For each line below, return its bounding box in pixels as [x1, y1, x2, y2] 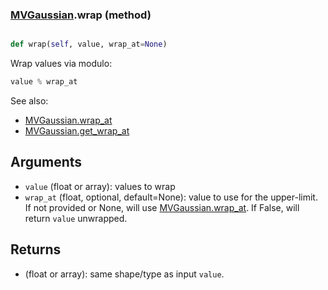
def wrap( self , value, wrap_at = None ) [10, 39, 168, 50]
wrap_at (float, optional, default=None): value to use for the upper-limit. [24, 191, 318, 203]
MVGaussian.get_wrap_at [24, 125, 130, 137]
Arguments [10, 154, 83, 171]
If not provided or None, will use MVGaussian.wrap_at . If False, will [24, 201, 300, 213]
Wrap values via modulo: [10, 58, 113, 70]
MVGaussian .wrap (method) [10, 8, 152, 22]
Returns [10, 241, 62, 258]
